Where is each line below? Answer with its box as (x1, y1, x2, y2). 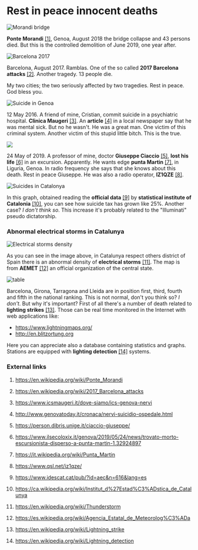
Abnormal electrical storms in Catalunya (6, 227, 125, 235)
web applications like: (6, 312, 59, 320)
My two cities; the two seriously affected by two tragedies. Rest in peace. (6, 81, 184, 89)
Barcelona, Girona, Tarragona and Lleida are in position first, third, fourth (6, 288, 183, 295)
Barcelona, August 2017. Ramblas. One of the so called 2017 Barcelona (6, 64, 179, 71)
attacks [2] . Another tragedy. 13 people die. (6, 70, 113, 77)
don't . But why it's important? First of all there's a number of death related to (6, 300, 192, 307)
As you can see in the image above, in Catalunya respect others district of (6, 252, 186, 259)
